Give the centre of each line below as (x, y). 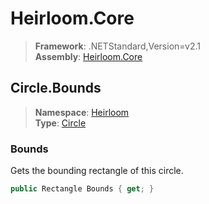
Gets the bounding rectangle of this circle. (97, 171)
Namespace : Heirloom (82, 112)
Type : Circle (60, 123)
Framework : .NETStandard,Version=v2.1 (117, 46)
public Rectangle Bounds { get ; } (82, 189)
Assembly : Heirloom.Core (88, 56)
